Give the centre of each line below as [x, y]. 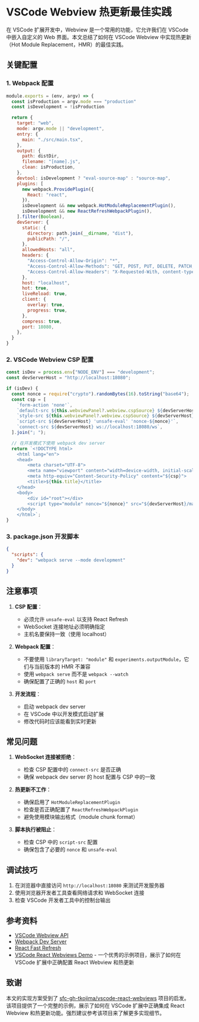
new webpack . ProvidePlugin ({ [58, 189]
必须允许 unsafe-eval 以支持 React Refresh [76, 619]
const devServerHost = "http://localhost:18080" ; [69, 378]
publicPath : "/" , [49, 239]
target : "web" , [36, 123]
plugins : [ [30, 184]
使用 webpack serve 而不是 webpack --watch [76, 674]
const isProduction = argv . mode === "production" [74, 101]
